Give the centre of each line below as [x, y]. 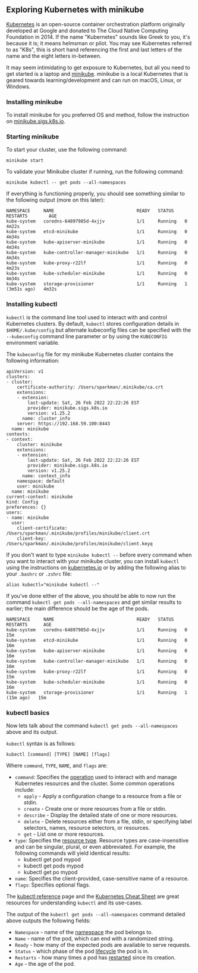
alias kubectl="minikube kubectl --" [53, 585]
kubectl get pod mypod [52, 859]
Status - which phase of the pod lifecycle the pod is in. [82, 951]
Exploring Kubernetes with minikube [75, 10]
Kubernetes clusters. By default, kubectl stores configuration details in [93, 323]
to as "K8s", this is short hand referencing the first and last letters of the [94, 50]
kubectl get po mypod [51, 872]
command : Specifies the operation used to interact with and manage [96, 777]
